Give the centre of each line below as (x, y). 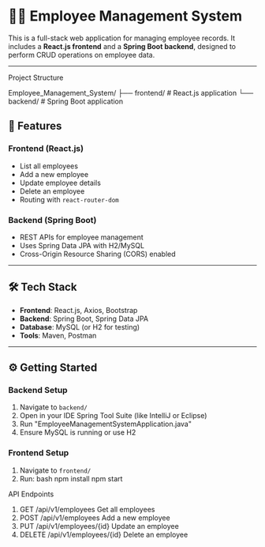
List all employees (49, 166)
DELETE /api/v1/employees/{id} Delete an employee (104, 534)
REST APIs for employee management (81, 237)
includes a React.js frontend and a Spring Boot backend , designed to (122, 46)
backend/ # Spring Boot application (66, 101)
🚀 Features (35, 126)
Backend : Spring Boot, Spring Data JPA (84, 319)
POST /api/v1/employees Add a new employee (95, 518)
